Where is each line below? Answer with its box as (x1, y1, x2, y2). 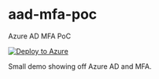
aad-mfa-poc (8, 5, 98, 23)
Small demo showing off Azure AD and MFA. (8, 61, 152, 71)
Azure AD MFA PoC (8, 31, 72, 41)
